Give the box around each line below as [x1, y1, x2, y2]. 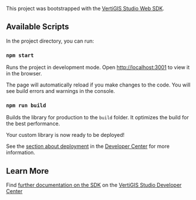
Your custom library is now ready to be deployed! [6, 132, 125, 139]
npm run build [6, 102, 46, 109]
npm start [6, 52, 34, 58]
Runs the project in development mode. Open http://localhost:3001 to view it [6, 64, 190, 71]
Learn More [6, 166, 49, 176]
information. [6, 149, 36, 156]
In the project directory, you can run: [6, 37, 94, 44]
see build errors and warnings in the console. [6, 88, 115, 95]
